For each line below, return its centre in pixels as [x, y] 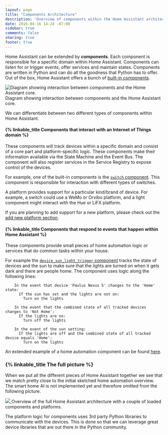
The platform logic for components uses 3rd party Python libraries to [76, 417]
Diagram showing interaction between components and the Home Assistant [83, 98]
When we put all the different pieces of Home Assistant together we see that [84, 376]
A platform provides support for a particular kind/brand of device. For [76, 192]
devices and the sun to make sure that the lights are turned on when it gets [82, 266]
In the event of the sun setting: [50, 329]
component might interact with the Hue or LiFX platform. [63, 202]
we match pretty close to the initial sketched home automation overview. [80, 381]
